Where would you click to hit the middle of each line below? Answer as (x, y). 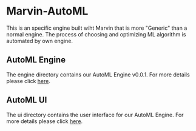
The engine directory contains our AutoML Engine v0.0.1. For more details (98, 75)
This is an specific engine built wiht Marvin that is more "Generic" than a (97, 28)
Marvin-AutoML (47, 11)
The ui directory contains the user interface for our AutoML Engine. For (95, 115)
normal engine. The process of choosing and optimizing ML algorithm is (96, 34)
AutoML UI (27, 100)
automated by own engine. (40, 41)
